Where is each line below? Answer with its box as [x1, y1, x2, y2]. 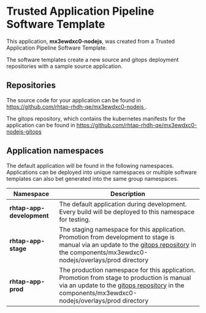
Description [110, 189, 146, 198]
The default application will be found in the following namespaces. [6, 162, 174, 169]
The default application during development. [59, 200, 187, 208]
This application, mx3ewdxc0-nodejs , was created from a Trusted [6, 37, 175, 45]
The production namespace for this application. [59, 265, 196, 274]
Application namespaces [6, 146, 104, 156]
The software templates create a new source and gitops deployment [6, 56, 179, 63]
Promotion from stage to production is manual [59, 273, 191, 282]
